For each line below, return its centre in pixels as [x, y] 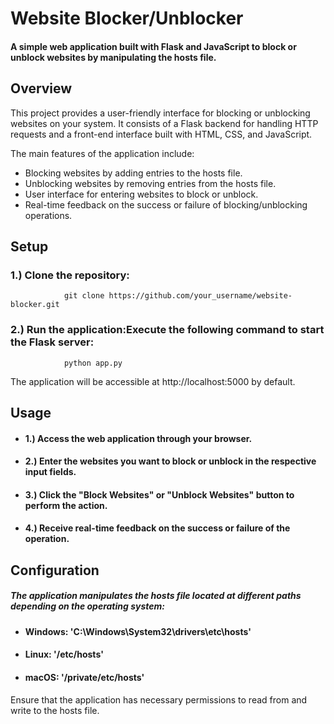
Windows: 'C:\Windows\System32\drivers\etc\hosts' [138, 631]
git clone [84, 296]
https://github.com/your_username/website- [200, 296]
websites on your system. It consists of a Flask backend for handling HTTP [164, 123]
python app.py [93, 363]
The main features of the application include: [102, 153]
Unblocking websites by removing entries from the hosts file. [150, 183]
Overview [41, 88]
